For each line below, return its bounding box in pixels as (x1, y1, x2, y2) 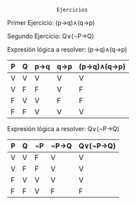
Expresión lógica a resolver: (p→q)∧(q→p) (7, 46, 128, 53)
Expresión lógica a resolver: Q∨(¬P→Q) (7, 125, 119, 133)
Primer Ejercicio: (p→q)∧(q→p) (7, 19, 95, 27)
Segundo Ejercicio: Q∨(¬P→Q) (7, 32, 95, 40)
